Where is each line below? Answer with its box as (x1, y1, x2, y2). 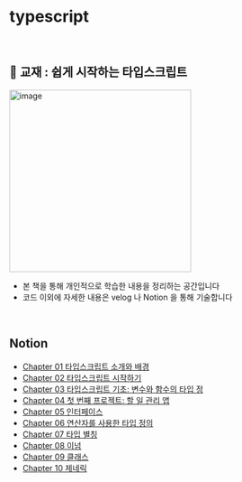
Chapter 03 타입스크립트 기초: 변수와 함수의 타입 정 (22, 384, 204, 394)
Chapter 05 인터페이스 (22, 406, 103, 417)
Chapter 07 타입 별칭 (22, 429, 98, 440)
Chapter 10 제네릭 (22, 462, 87, 473)
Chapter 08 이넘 (22, 440, 82, 450)
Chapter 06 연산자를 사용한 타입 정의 (22, 417, 154, 428)
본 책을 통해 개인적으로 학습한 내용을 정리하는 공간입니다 (22, 280, 220, 291)
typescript (9, 6, 90, 27)
